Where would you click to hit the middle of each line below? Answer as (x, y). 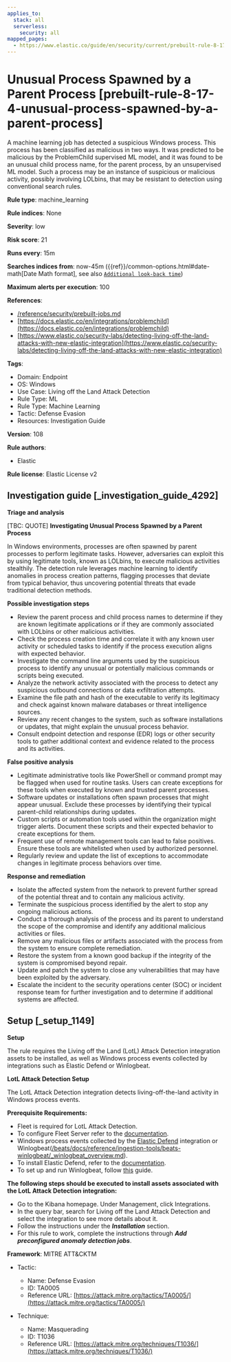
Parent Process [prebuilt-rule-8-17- (111, 94)
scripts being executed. (51, 675)
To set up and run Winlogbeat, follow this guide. (85, 1170)
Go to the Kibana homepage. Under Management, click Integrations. (114, 1204)
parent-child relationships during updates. (76, 811)
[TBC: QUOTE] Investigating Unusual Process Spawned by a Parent (105, 525)
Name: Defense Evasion (61, 1280)
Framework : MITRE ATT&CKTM (52, 1254)
